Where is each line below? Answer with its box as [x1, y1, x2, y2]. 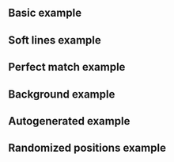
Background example [8, 87, 115, 101]
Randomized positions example [8, 141, 166, 155]
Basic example [8, 6, 81, 20]
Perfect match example [8, 60, 126, 74]
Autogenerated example [8, 114, 130, 128]
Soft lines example [8, 33, 101, 47]
